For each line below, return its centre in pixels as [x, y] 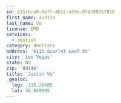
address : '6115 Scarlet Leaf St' [48, 51]
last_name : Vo [24, 23]
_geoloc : [17, 79]
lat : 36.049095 [31, 91]
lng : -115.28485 [32, 85]
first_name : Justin [31, 18]
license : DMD [23, 29]
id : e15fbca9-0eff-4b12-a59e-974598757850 [60, 12]
